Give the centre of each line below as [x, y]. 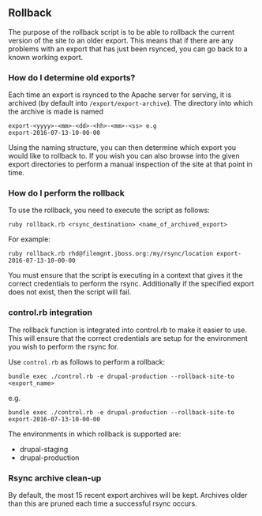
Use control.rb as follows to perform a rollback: [87, 361]
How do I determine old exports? [72, 77]
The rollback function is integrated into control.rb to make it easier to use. [127, 330]
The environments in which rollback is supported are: [95, 434]
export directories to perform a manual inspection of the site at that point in [130, 164]
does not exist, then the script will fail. [70, 292]
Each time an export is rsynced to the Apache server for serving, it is [120, 95]
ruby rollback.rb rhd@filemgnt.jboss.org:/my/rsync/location [111, 254]
